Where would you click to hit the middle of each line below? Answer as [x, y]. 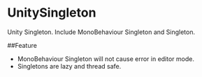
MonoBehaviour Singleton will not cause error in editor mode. [106, 59]
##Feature [22, 45]
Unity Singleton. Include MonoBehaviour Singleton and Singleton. [101, 32]
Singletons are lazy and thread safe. [69, 66]
